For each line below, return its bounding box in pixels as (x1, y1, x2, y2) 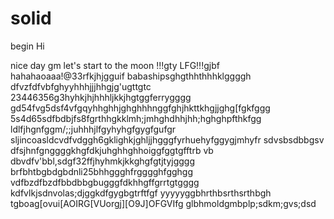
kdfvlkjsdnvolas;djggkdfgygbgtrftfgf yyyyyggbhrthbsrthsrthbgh (10, 187, 272, 199)
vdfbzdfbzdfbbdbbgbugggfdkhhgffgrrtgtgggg (10, 176, 200, 188)
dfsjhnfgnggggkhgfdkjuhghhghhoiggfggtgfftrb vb (10, 144, 214, 156)
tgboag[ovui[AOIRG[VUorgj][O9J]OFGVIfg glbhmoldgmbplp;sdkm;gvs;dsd (10, 197, 317, 209)
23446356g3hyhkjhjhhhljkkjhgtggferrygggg (10, 91, 192, 103)
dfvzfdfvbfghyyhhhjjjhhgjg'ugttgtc (10, 80, 152, 92)
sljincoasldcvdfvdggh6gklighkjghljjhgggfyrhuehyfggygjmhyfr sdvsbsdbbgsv (10, 133, 325, 146)
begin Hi (10, 40, 45, 52)
